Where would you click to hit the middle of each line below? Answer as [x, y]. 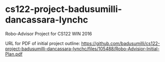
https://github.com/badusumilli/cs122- [120, 43]
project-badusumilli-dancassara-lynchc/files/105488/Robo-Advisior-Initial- [82, 48]
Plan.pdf [14, 54]
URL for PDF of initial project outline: [43, 43]
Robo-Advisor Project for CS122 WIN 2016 [49, 33]
